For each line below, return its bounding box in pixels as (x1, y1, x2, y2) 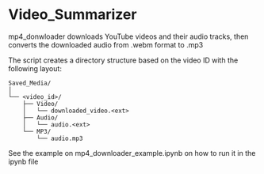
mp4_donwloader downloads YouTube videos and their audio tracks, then (8, 32, 249, 41)
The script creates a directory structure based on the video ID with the (8, 55, 239, 65)
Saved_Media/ (8, 79, 52, 87)
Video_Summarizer (8, 6, 137, 24)
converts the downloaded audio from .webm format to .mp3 (8, 40, 204, 49)
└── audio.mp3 (36, 134, 83, 142)
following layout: (8, 63, 62, 73)
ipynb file (8, 157, 39, 166)
